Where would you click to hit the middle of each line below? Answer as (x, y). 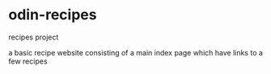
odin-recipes (53, 15)
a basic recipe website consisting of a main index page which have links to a (135, 52)
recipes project (34, 37)
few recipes (28, 61)
